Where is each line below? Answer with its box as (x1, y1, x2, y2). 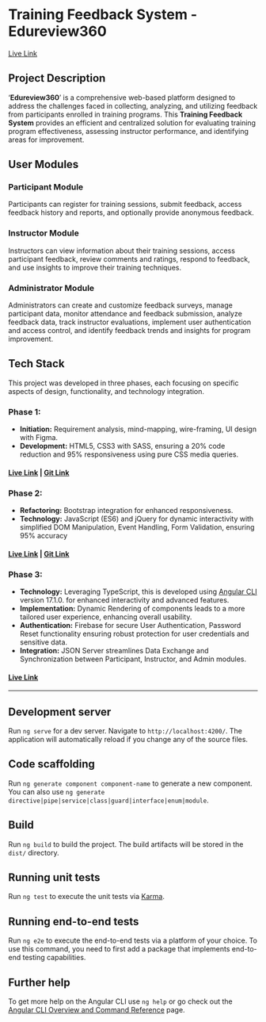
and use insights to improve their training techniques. (8, 262, 182, 272)
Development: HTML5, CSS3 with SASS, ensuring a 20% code (19, 442, 226, 451)
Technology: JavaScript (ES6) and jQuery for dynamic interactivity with (19, 514, 254, 524)
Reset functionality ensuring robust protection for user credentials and (19, 629, 249, 638)
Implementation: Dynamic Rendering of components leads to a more (19, 603, 245, 613)
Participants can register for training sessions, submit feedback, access (8, 200, 242, 209)
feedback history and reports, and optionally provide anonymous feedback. (8, 208, 255, 217)
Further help (8, 975, 71, 989)
